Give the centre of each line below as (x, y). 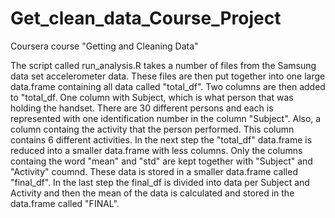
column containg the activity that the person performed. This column (152, 129)
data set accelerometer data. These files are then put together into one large (168, 76)
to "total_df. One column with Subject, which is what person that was (152, 97)
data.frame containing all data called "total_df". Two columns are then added (168, 86)
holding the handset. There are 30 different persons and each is (142, 108)
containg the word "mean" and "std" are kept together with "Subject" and (161, 161)
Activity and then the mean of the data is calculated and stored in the (152, 193)
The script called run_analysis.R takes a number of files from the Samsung (163, 65)
